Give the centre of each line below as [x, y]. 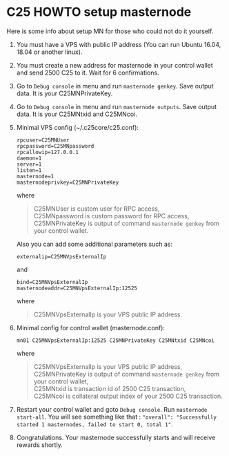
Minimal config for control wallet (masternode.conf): [91, 327]
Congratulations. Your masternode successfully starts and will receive [116, 437]
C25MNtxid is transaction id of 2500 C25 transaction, [110, 388]
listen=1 [29, 170]
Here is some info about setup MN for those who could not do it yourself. [110, 31]
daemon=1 [29, 158]
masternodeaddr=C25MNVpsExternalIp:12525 [77, 288]
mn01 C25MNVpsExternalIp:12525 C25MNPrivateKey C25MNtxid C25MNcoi [115, 340]
